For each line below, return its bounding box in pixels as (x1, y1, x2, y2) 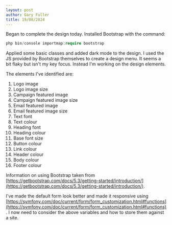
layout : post (6, 7, 34, 13)
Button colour (13, 141, 42, 147)
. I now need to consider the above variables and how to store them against (6, 209, 164, 215)
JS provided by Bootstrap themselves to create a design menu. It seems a (6, 56, 161, 62)
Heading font (13, 124, 41, 130)
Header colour (13, 151, 44, 157)
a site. (6, 215, 19, 221)
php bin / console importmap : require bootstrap (6, 41, 104, 46)
